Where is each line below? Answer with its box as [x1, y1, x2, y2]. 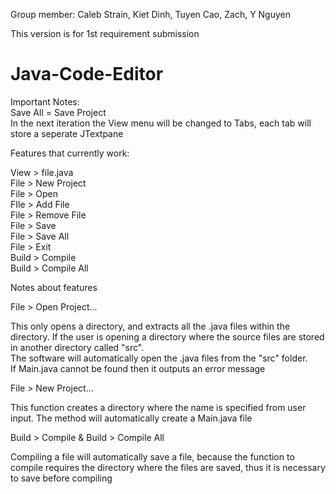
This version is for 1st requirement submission [10, 28, 200, 39]
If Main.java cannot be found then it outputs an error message [10, 362, 266, 374]
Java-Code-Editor [10, 63, 164, 86]
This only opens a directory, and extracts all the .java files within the [10, 320, 291, 332]
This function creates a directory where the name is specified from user [10, 401, 307, 413]
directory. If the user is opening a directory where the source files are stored [10, 330, 325, 343]
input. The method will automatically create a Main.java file [10, 412, 253, 424]
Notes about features [10, 281, 98, 293]
